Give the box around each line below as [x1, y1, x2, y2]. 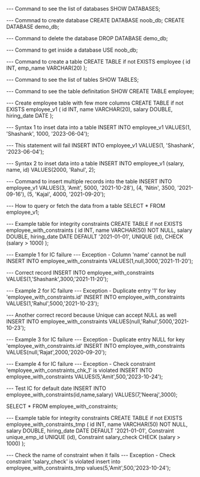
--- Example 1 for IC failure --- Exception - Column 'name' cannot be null [6, 251, 186, 258]
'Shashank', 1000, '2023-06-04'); [6, 130, 89, 137]
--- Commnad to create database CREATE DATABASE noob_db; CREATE [6, 17, 185, 23]
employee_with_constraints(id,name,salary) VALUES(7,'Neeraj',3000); [6, 391, 178, 398]
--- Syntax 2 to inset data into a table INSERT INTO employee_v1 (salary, [6, 160, 184, 167]
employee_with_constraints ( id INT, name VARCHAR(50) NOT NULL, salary [6, 226, 192, 234]
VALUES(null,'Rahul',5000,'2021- [109, 318, 189, 325]
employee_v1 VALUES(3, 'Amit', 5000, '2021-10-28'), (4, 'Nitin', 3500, [6, 184, 176, 191]
